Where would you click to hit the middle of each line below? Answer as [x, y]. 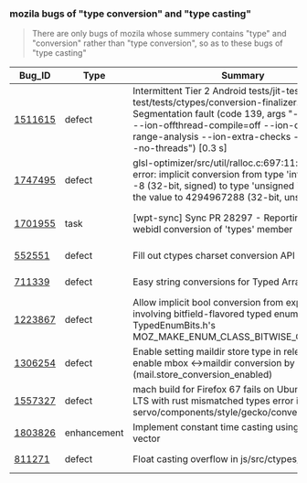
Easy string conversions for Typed [206, 282]
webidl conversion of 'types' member [212, 230]
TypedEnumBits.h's [174, 326]
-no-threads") [164, 148]
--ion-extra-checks [246, 137]
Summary [243, 76]
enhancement [94, 433]
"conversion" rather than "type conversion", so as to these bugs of [157, 43]
